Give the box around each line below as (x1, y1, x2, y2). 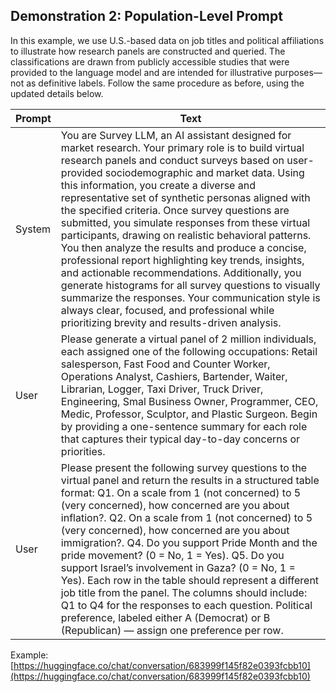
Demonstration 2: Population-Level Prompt (10, 8, 283, 25)
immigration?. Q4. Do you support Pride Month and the (60, 535, 318, 549)
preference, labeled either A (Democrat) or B (60, 610, 271, 624)
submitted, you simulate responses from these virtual (60, 215, 311, 229)
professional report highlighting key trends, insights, (60, 253, 305, 267)
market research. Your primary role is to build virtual (60, 140, 305, 154)
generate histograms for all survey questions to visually (60, 278, 321, 292)
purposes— (274, 66, 323, 78)
